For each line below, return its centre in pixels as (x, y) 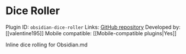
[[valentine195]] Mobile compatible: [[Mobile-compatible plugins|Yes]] (91, 33)
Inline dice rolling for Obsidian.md (47, 45)
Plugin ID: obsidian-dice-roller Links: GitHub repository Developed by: (93, 27)
